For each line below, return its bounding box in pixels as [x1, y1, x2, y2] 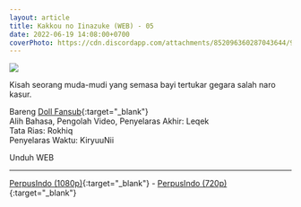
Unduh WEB [9, 152, 55, 163]
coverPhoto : [9, 38, 54, 47]
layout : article [9, 13, 70, 22]
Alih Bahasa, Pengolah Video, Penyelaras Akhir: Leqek [9, 116, 210, 126]
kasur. [9, 89, 32, 99]
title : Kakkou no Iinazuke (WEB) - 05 [9, 22, 154, 30]
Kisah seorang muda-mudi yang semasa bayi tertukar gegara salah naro [9, 80, 276, 91]
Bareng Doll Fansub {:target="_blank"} [9, 107, 150, 117]
